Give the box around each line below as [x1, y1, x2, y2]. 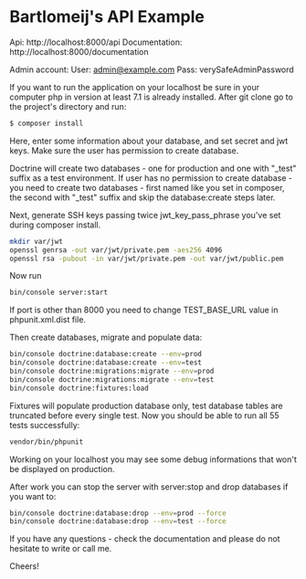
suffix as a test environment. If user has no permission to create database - [9, 172, 292, 184]
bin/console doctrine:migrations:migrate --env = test [9, 374, 215, 384]
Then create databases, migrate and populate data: [9, 332, 203, 343]
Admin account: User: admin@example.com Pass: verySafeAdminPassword [9, 64, 294, 75]
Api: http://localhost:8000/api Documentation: [9, 37, 183, 47]
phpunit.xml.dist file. [9, 314, 87, 325]
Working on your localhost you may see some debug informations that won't [9, 454, 297, 465]
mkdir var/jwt [9, 237, 64, 246]
